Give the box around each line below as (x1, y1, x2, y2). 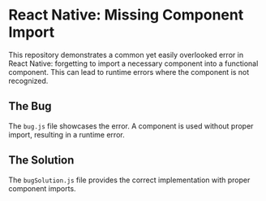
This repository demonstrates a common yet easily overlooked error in (8, 50, 244, 59)
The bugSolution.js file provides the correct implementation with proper (8, 175, 251, 185)
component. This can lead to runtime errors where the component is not (8, 67, 250, 76)
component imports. (8, 183, 76, 193)
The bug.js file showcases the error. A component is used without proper (8, 120, 254, 131)
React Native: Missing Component (8, 6, 244, 24)
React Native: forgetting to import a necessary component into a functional (8, 59, 259, 68)
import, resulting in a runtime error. (8, 129, 125, 139)
